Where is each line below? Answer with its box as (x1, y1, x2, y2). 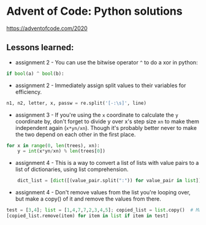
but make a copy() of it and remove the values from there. (15, 195, 161, 203)
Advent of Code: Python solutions (6, 4, 183, 18)
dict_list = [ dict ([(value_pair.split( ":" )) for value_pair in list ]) (17, 178, 202, 184)
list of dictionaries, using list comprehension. (15, 166, 129, 173)
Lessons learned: (6, 42, 74, 53)
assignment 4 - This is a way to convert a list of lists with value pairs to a (15, 159, 199, 167)
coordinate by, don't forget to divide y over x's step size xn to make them (15, 118, 199, 125)
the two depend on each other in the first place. (15, 131, 136, 138)
